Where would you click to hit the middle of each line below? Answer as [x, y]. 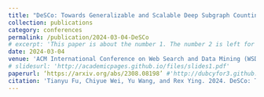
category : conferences [45, 30]
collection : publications [50, 23]
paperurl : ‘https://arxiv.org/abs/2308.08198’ [86, 74]
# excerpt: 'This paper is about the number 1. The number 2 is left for [132, 45]
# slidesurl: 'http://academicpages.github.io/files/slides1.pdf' [119, 66]
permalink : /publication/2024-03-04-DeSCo [79, 37]
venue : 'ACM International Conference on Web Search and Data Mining [125, 59]
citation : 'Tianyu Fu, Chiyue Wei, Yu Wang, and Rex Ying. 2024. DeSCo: [130, 81]
